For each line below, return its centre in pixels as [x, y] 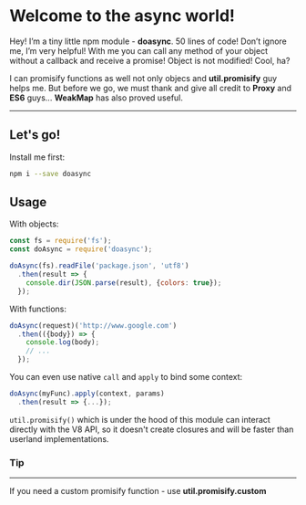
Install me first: [37, 157]
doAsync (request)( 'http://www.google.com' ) [93, 325]
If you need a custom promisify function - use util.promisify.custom [138, 491]
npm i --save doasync [51, 174]
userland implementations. [59, 438]
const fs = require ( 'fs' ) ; [61, 241]
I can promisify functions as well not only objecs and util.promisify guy [143, 78]
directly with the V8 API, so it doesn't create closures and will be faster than [152, 429]
